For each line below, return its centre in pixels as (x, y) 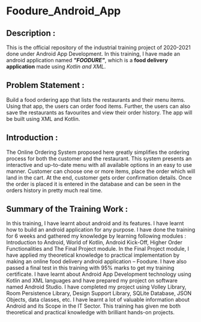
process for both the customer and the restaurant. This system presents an (99, 158)
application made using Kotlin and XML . (56, 66)
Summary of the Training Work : (67, 209)
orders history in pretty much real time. (55, 190)
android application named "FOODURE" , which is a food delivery (87, 60)
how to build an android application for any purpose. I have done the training (101, 230)
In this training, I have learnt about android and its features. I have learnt (95, 223)
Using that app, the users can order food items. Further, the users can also (98, 106)
